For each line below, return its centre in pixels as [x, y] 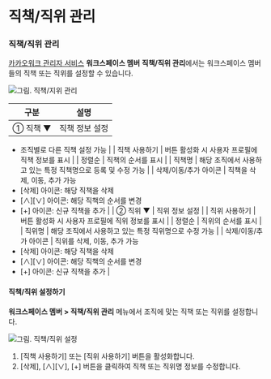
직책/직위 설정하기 [37, 292]
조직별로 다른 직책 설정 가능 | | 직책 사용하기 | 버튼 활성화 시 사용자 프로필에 [139, 150]
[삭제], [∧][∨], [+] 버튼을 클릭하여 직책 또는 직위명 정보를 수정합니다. [130, 366]
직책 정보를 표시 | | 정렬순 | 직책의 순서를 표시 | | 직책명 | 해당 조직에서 [130, 160]
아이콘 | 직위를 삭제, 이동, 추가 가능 [84, 241]
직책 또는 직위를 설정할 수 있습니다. [78, 73]
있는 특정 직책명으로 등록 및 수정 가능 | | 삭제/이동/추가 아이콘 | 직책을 [138, 170]
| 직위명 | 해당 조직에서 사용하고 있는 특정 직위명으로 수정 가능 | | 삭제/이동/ [138, 231]
